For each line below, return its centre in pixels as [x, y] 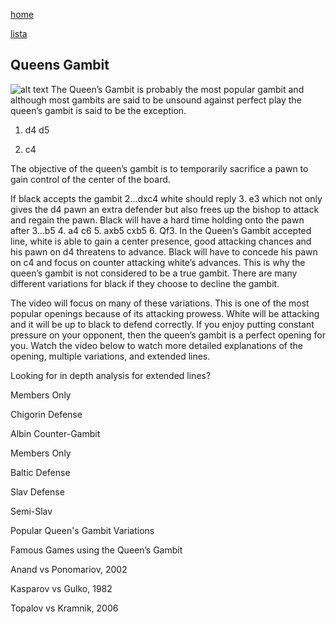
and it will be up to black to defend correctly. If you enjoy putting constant [162, 324]
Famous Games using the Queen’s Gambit [96, 550]
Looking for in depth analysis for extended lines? [111, 375]
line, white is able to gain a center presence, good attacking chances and [161, 241]
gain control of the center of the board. [90, 179]
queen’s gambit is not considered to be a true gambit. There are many [154, 273]
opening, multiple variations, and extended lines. [110, 356]
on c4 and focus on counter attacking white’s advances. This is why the [158, 262]
